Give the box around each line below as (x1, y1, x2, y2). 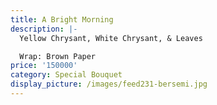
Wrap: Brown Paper (19, 51, 97, 61)
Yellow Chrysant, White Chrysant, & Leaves (19, 33, 203, 43)
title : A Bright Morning (10, 14, 114, 25)
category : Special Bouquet (10, 70, 123, 80)
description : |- (10, 24, 78, 34)
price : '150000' (10, 61, 78, 71)
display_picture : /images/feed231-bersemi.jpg (10, 79, 208, 90)
